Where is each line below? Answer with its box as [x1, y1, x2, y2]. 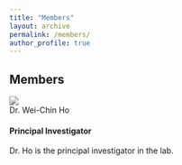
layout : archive [9, 22, 70, 31]
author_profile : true [9, 38, 91, 48]
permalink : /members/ [9, 30, 91, 39]
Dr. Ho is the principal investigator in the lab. [9, 145, 174, 156]
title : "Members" [9, 13, 75, 23]
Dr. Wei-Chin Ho [9, 105, 70, 115]
